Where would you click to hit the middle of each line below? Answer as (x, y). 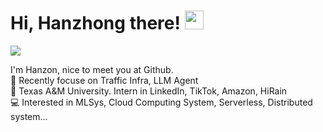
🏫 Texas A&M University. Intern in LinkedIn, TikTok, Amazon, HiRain (149, 91)
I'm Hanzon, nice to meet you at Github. (92, 69)
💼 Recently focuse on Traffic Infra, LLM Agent (104, 80)
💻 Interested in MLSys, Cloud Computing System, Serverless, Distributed (161, 102)
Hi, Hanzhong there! (95, 23)
